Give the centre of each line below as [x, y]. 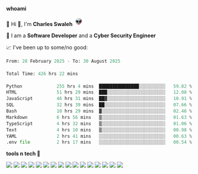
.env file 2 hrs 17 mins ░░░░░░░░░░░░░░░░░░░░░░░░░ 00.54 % [99, 142]
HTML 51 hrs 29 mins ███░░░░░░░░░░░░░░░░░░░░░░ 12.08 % [99, 92]
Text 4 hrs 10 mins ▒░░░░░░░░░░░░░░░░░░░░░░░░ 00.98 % [99, 130]
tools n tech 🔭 [23, 154]
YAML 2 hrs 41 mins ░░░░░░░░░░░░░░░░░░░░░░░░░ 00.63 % [99, 136]
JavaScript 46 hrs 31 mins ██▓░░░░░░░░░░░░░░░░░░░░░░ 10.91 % [99, 99]
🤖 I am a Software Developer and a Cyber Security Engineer [81, 36]
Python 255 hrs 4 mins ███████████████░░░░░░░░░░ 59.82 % [99, 86]
